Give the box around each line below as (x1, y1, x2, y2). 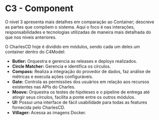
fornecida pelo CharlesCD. (12, 105, 65, 110)
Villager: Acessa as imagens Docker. (12, 109, 86, 115)
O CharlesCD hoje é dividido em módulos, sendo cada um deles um (5, 44, 140, 49)
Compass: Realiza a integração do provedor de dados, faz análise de (12, 68, 151, 74)
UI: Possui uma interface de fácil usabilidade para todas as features (12, 99, 147, 105)
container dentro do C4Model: (5, 49, 65, 55)
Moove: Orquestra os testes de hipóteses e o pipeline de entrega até (12, 89, 150, 95)
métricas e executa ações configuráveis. (12, 74, 94, 79)
